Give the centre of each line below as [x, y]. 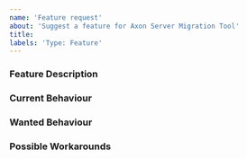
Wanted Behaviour [51, 122]
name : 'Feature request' [56, 18]
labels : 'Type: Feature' [56, 43]
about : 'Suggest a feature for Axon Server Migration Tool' [125, 26]
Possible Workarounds [60, 146]
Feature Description [54, 75]
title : [22, 34]
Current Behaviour [51, 98]
